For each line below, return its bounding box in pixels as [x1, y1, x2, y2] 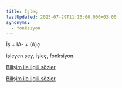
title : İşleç [6, 8, 38, 15]
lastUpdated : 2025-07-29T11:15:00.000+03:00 [6, 14, 117, 20]
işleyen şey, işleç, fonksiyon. [6, 52, 75, 59]
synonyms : [6, 19, 30, 25]
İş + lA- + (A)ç [6, 41, 40, 48]
